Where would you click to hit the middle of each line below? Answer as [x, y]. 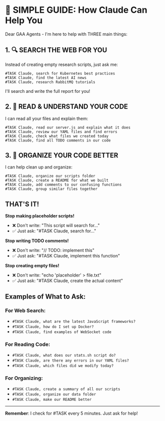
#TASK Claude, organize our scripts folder [50, 176]
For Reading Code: [28, 344]
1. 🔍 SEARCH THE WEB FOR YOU [56, 50]
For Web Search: [25, 310]
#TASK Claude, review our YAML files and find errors [61, 132]
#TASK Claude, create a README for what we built [57, 181]
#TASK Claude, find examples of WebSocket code [62, 332]
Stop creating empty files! [32, 266]
